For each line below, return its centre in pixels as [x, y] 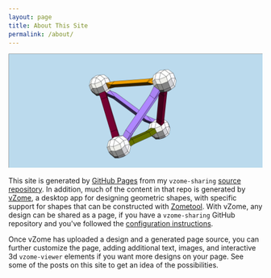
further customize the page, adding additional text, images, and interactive [132, 247]
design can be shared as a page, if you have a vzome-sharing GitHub [122, 215]
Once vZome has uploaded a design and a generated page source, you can [134, 239]
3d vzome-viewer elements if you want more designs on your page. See [126, 256]
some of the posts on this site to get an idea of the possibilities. [114, 265]
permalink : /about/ [41, 34]
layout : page [30, 17]
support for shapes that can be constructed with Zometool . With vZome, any [135, 206]
